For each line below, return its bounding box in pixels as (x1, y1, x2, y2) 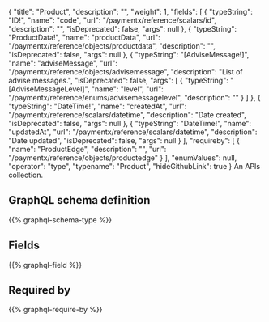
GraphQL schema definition (8, 193, 151, 207)
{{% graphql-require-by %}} (8, 305, 103, 315)
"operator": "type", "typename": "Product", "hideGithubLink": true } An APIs (8, 162, 261, 171)
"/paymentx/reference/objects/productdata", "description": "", (8, 41, 216, 51)
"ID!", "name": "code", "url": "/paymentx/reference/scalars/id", (8, 15, 217, 25)
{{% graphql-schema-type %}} (8, 214, 113, 225)
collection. (8, 170, 44, 180)
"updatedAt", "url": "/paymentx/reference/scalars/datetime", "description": (8, 127, 258, 137)
